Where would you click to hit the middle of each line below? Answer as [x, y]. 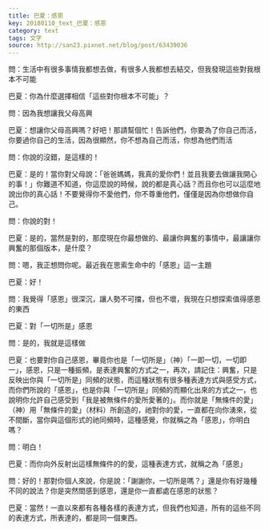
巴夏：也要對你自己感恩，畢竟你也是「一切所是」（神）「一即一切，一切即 [127, 360]
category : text [34, 30]
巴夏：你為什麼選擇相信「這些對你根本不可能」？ [89, 96]
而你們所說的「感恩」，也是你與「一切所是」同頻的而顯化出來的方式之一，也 [133, 390]
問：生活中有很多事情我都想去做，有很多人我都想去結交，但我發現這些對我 [131, 70]
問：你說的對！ [33, 221]
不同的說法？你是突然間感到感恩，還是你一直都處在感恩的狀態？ [113, 491]
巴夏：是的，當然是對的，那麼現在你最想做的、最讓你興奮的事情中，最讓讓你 [134, 238]
